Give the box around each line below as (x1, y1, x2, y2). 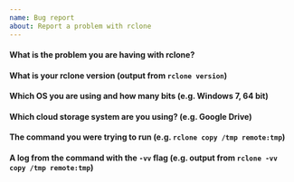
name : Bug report (9, 13, 75, 23)
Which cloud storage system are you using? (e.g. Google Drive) (9, 111, 252, 122)
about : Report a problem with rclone (9, 22, 152, 31)
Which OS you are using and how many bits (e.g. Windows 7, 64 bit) (9, 91, 269, 102)
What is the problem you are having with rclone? (9, 50, 195, 60)
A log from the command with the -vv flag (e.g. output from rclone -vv (9, 152, 278, 163)
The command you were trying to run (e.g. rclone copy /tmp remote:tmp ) (9, 132, 286, 142)
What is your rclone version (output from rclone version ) (9, 69, 228, 81)
